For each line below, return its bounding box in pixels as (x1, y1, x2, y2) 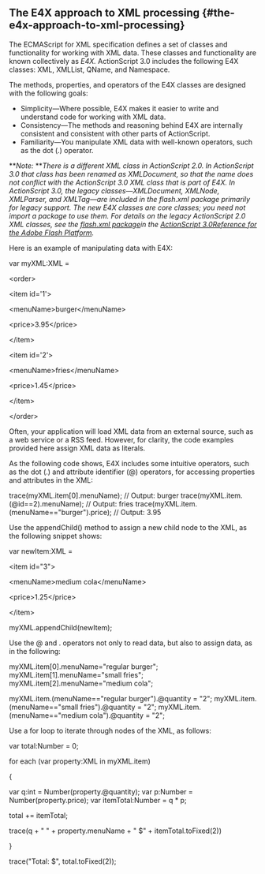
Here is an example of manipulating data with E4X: (9, 243, 173, 252)
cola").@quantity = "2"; (88, 710, 165, 720)
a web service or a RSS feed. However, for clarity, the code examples (9, 435, 234, 444)
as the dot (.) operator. (20, 145, 94, 155)
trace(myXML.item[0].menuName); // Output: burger (9, 491, 180, 500)
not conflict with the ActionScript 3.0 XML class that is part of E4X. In (9, 177, 236, 187)
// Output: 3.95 (114, 507, 162, 517)
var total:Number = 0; (9, 741, 79, 750)
